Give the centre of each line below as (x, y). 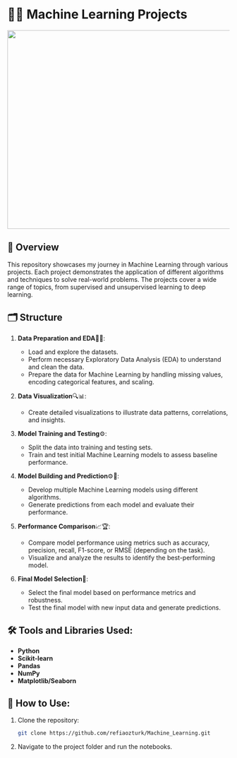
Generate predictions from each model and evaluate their (111, 504)
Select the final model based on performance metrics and (112, 592)
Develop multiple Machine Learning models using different (113, 490)
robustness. (45, 600)
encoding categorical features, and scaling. (91, 381)
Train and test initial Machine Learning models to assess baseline (123, 454)
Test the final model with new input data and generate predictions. (124, 608)
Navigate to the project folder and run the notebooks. (95, 747)
